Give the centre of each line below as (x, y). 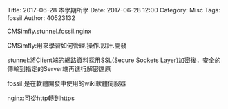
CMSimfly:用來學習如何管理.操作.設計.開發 (67, 46)
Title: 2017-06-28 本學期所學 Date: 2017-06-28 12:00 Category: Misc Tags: (114, 10)
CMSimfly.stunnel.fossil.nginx (49, 31)
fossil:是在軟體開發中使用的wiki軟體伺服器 (67, 83)
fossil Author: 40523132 (41, 18)
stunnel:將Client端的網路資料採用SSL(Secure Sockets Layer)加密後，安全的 (114, 60)
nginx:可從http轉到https (41, 98)
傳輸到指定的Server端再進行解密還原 (59, 69)
